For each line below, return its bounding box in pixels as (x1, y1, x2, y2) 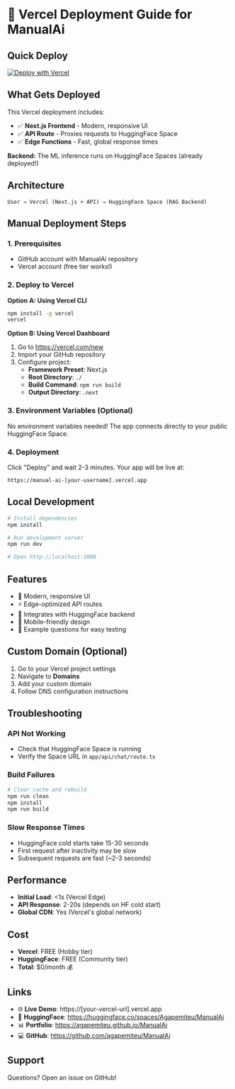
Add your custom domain (17, 679, 92, 688)
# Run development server (7, 534, 84, 541)
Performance (7, 874, 67, 886)
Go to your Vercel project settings (17, 664, 116, 673)
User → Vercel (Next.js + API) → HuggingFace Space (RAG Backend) (7, 198, 207, 205)
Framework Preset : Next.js (28, 365, 108, 374)
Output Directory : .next (28, 388, 99, 397)
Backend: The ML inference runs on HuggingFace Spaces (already (7, 152, 203, 160)
